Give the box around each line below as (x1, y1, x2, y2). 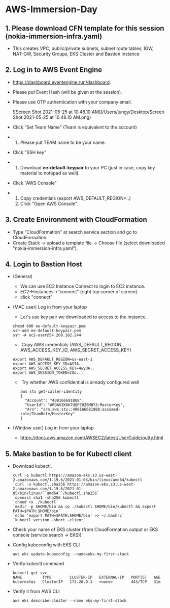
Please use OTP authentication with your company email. (12, 98, 132, 105)
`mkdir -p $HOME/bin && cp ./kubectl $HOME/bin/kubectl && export (12, 504, 156, 510)
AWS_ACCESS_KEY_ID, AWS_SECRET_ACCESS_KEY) (20, 347, 131, 353)
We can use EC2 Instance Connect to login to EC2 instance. (20, 283, 146, 289)
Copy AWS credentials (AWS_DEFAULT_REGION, (21, 342, 123, 348)
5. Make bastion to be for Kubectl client (5, 449, 132, 458)
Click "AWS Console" (12, 180, 57, 186)
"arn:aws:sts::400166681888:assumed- (41, 407, 121, 412)
